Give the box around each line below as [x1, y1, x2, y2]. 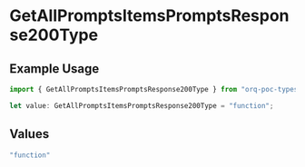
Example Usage [9, 61, 100, 76]
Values [9, 126, 50, 142]
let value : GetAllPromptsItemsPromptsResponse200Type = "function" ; [9, 101, 274, 110]
